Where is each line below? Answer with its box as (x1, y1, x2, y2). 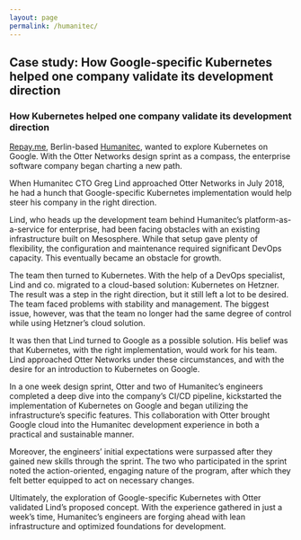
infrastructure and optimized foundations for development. (9, 521, 226, 532)
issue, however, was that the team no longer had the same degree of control (9, 308, 292, 319)
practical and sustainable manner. (9, 429, 135, 440)
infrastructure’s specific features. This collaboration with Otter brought (9, 410, 270, 420)
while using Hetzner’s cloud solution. (9, 318, 146, 329)
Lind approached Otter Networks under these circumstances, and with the (9, 354, 285, 365)
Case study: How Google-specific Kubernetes (9, 55, 272, 70)
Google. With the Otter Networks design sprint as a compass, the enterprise (9, 151, 291, 162)
